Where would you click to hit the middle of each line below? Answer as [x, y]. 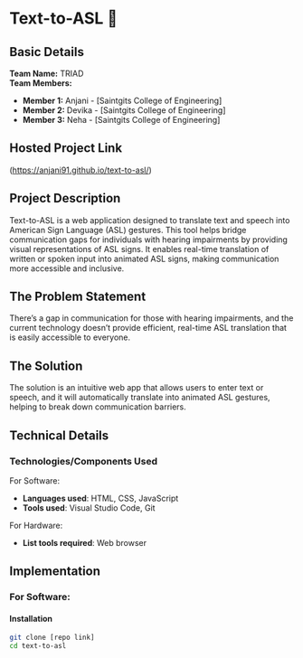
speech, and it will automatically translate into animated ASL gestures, [140, 398]
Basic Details [47, 52]
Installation [31, 618]
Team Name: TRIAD [47, 73]
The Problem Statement [78, 297]
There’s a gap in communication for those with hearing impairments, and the [151, 318]
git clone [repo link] [52, 638]
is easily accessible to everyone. [70, 337]
